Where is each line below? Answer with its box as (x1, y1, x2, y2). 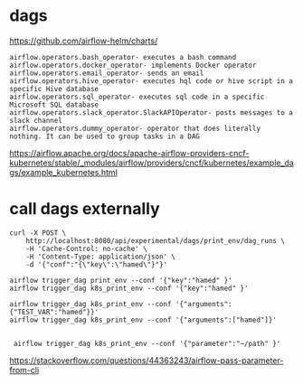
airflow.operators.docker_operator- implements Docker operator (9, 61, 257, 70)
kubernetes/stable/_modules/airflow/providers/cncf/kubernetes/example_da (9, 157, 294, 168)
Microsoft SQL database (9, 100, 99, 109)
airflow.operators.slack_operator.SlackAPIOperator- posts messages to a (9, 108, 294, 117)
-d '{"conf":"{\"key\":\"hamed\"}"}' (25, 259, 168, 269)
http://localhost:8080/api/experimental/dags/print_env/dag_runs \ (25, 236, 285, 245)
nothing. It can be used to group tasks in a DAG (9, 132, 201, 141)
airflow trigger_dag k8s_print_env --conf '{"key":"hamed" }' (9, 284, 249, 293)
